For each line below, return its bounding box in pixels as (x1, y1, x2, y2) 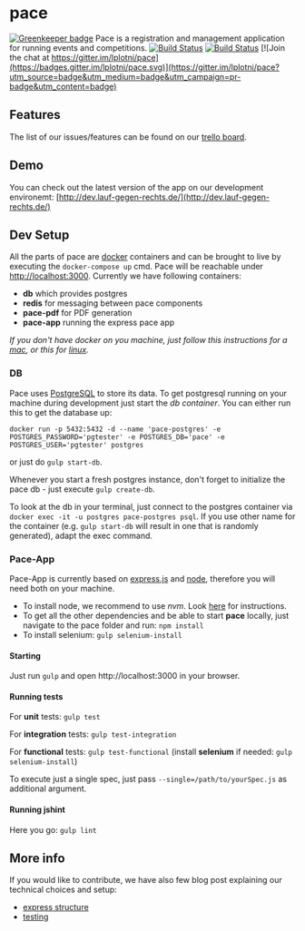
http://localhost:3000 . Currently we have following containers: (9, 270, 242, 281)
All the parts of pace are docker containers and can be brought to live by (9, 251, 281, 262)
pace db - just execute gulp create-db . (9, 484, 156, 495)
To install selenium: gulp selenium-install (22, 629, 182, 640)
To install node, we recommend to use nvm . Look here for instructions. (22, 600, 288, 611)
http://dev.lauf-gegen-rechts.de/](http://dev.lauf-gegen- (58, 191, 271, 202)
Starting (9, 650, 41, 661)
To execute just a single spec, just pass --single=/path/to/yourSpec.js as (9, 774, 288, 785)
